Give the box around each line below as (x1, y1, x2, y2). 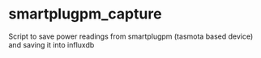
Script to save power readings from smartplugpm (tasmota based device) (8, 31, 254, 41)
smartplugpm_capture (8, 5, 162, 23)
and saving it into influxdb (8, 39, 95, 49)
